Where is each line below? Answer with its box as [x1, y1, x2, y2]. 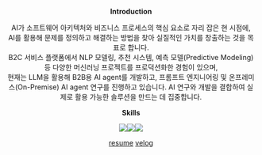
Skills [121, 108, 141, 117]
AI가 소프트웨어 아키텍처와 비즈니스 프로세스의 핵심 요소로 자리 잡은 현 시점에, [11, 23, 251, 32]
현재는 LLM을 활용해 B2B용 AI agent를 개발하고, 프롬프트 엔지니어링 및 [7, 73, 228, 81]
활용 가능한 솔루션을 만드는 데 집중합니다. [75, 93, 202, 101]
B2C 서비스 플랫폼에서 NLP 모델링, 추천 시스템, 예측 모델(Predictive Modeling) [8, 53, 254, 62]
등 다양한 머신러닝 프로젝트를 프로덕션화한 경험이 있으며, [44, 62, 218, 72]
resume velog [108, 138, 154, 147]
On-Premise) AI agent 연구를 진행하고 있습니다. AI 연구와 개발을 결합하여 [17, 82, 245, 92]
